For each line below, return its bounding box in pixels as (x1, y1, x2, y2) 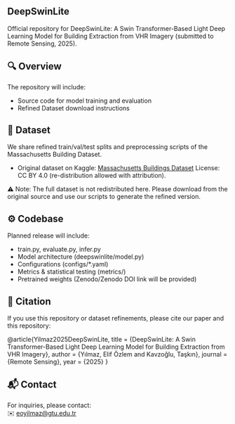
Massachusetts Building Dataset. (7, 150, 102, 159)
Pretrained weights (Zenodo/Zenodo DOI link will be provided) (17, 275, 197, 283)
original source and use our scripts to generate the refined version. (7, 193, 201, 201)
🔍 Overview (7, 60, 62, 72)
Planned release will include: (7, 231, 90, 240)
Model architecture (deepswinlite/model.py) (17, 252, 145, 261)
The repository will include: (7, 82, 86, 91)
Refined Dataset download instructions (17, 103, 130, 112)
